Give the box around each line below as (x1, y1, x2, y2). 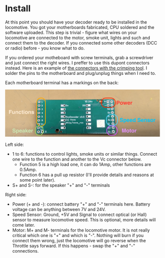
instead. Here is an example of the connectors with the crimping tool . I (5, 65, 147, 71)
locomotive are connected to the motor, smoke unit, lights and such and (5, 35, 150, 41)
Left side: (5, 141, 24, 147)
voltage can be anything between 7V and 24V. (12, 206, 106, 212)
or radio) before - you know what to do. (5, 45, 85, 51)
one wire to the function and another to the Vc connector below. (12, 156, 142, 162)
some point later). (19, 177, 55, 183)
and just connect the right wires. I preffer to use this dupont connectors (5, 60, 150, 66)
